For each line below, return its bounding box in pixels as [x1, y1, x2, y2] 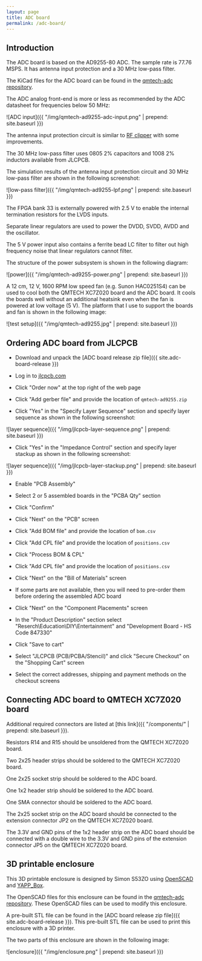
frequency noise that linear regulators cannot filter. [6, 247, 133, 255]
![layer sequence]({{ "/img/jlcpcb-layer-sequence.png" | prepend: [6, 426, 171, 433]
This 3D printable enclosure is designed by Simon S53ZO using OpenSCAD [6, 875, 194, 882]
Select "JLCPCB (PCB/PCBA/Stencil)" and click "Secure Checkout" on [15, 653, 189, 659]
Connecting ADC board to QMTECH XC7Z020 [6, 694, 181, 705]
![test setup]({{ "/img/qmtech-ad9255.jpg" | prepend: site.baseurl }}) [6, 320, 178, 328]
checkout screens [15, 677, 60, 684]
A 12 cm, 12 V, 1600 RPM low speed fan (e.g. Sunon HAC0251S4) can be [6, 283, 186, 290]
